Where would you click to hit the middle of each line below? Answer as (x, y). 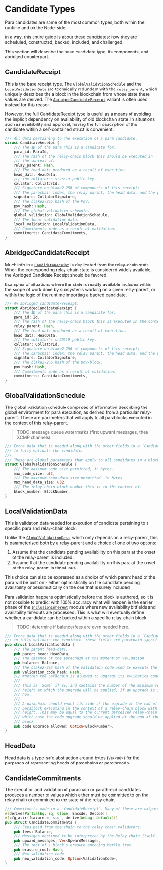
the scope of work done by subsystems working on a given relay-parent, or (80, 289)
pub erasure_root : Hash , (39, 850)
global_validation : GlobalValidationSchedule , (62, 215)
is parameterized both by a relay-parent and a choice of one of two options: (81, 543)
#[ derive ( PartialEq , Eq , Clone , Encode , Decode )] (56, 814)
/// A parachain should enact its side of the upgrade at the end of (86, 704)
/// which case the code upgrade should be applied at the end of (82, 717)
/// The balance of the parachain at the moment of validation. (80, 658)
